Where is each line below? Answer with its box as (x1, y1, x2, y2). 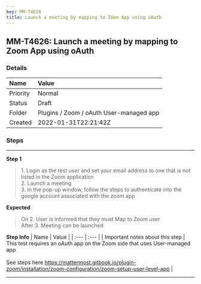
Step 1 (6, 155, 22, 163)
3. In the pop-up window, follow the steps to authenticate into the (20, 186, 182, 193)
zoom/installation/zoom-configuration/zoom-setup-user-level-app (6, 265, 170, 273)
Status (9, 99, 28, 108)
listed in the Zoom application (20, 173, 94, 181)
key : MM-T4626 (6, 8, 42, 15)
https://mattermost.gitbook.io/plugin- (44, 259, 136, 266)
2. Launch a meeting (20, 180, 72, 187)
